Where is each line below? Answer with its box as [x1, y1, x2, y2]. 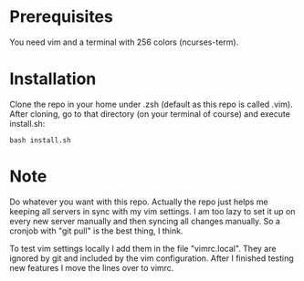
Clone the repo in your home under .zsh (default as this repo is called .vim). [9, 99, 294, 109]
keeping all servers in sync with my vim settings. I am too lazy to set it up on [9, 205, 296, 216]
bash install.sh [9, 135, 71, 145]
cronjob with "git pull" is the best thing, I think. [9, 225, 183, 236]
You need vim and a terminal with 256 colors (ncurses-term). [9, 36, 239, 47]
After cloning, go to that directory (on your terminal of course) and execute [9, 108, 290, 120]
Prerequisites [9, 6, 114, 27]
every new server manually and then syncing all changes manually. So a [9, 215, 281, 226]
